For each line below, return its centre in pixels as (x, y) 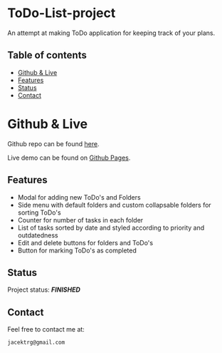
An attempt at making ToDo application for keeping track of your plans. (111, 33)
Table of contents (47, 55)
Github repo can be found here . (53, 143)
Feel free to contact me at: (46, 329)
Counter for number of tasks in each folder (80, 220)
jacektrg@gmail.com (36, 343)
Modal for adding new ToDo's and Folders (79, 197)
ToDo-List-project (62, 13)
